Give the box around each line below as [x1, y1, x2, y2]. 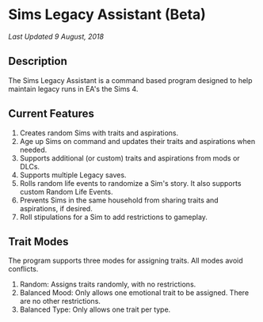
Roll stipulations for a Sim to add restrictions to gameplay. [19, 212, 208, 222]
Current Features [8, 107, 95, 120]
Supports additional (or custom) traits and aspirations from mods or [19, 153, 240, 163]
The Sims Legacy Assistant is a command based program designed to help [8, 75, 253, 85]
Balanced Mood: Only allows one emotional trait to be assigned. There [19, 288, 250, 297]
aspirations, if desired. [19, 203, 93, 213]
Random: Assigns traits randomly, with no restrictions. [19, 279, 196, 290]
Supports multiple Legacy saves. [19, 170, 127, 180]
